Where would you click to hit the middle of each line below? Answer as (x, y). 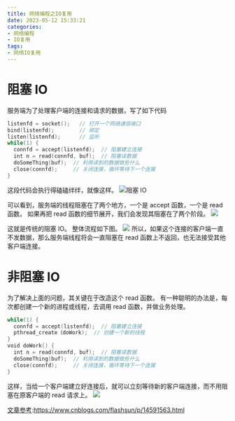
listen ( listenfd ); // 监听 (53, 137)
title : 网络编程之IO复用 (40, 14)
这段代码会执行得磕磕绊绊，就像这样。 (62, 190)
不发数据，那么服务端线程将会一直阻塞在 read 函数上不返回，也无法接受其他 (116, 237)
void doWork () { (31, 346)
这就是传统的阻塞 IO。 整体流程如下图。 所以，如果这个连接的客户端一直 (115, 228)
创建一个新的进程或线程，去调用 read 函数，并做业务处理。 (104, 306)
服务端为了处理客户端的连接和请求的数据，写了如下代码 (87, 110)
